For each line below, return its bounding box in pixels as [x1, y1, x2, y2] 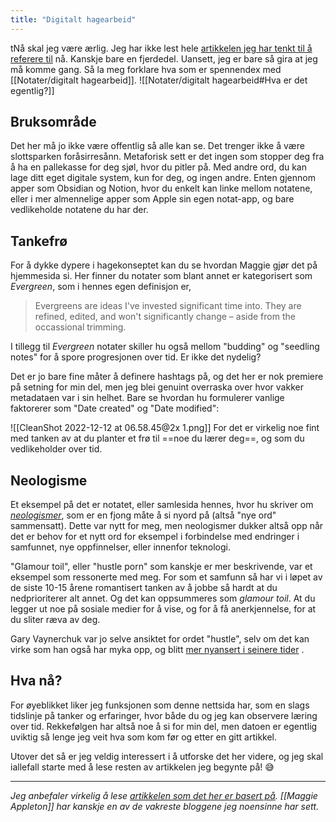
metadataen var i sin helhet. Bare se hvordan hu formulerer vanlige [10, 392, 285, 404]
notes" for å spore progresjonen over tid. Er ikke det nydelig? [10, 351, 262, 363]
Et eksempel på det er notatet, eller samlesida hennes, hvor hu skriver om [10, 499, 314, 511]
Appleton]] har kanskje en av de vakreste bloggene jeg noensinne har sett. [10, 800, 320, 812]
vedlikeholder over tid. [10, 443, 103, 455]
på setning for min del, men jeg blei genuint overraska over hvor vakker [10, 381, 304, 393]
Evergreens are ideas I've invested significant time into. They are [34, 300, 302, 312]
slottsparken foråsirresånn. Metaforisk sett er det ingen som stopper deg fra [10, 151, 325, 163]
